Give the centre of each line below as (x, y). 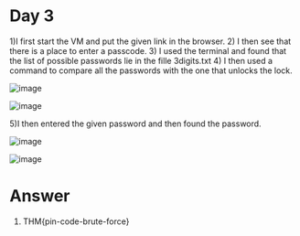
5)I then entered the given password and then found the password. (136, 123)
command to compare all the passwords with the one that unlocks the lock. (151, 70)
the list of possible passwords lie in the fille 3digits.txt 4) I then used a (141, 60)
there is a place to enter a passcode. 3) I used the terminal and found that (148, 50)
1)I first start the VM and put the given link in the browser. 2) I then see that (150, 41)
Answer (40, 196)
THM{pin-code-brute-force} (76, 221)
